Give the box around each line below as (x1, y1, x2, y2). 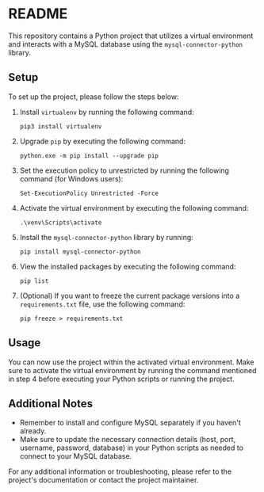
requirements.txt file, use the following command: (19, 299, 186, 309)
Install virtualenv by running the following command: (19, 107, 194, 116)
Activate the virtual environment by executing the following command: (19, 203, 249, 212)
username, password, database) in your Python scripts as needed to (19, 443, 244, 452)
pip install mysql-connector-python (19, 247, 141, 256)
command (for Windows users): (19, 174, 124, 183)
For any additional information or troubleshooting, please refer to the (8, 467, 232, 476)
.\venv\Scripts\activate (19, 219, 102, 227)
